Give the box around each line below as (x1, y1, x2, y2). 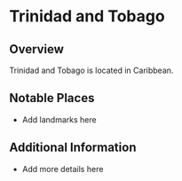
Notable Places (9, 90, 95, 106)
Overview (9, 42, 65, 57)
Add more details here (21, 163, 104, 174)
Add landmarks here (21, 114, 97, 125)
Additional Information (9, 140, 137, 155)
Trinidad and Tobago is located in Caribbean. (9, 65, 174, 75)
